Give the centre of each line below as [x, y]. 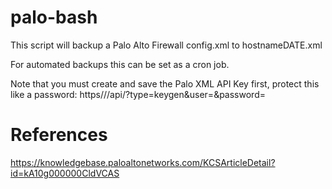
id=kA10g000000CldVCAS [65, 173]
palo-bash [54, 17]
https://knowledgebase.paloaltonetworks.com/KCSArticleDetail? [143, 162]
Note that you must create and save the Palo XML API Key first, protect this [165, 83]
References [59, 135]
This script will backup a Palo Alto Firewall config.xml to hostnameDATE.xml [166, 45]
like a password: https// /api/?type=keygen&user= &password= [138, 94]
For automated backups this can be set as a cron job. [120, 64]
